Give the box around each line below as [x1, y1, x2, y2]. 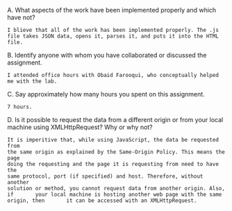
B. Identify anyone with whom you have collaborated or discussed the [7, 51, 207, 59]
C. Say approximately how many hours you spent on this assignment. [7, 90, 205, 98]
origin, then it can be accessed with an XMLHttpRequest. [7, 197, 197, 204]
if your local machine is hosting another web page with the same [7, 191, 222, 198]
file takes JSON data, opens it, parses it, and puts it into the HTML [7, 33, 219, 40]
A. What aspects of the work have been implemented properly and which [7, 6, 217, 14]
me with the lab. [7, 78, 58, 85]
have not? [7, 13, 36, 22]
